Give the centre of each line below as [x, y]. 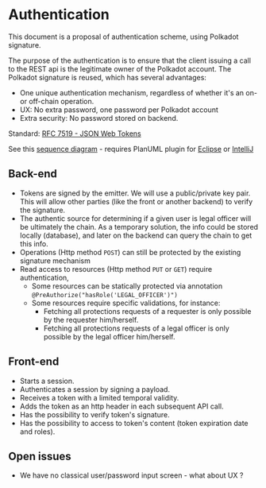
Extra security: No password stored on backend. [99, 118]
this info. [34, 243]
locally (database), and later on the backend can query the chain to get [136, 235]
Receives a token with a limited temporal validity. [99, 397]
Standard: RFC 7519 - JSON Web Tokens [75, 134]
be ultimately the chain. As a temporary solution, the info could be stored [139, 227]
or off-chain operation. [57, 101]
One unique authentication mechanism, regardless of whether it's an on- [139, 92]
